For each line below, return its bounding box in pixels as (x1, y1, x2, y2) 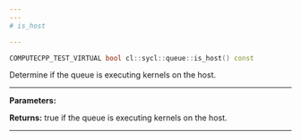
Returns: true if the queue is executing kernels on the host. (9, 112, 228, 123)
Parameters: (9, 95, 56, 106)
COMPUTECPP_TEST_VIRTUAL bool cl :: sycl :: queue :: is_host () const (9, 54, 254, 62)
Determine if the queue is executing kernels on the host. (9, 70, 217, 80)
